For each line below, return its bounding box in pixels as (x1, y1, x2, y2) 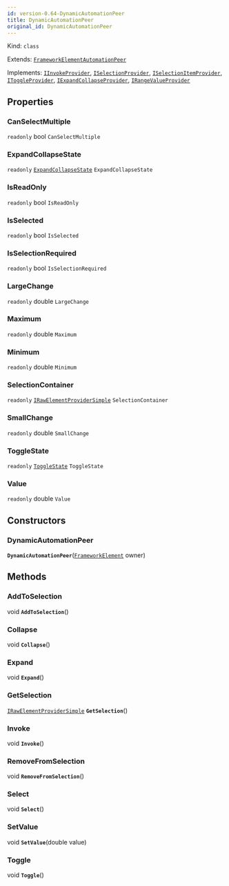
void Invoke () (7, 739, 45, 747)
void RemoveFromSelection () (7, 772, 85, 780)
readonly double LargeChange (7, 297, 90, 305)
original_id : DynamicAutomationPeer (7, 23, 112, 30)
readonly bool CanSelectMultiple (7, 133, 101, 141)
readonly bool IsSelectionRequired (7, 264, 107, 273)
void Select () (7, 805, 45, 813)
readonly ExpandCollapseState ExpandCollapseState (7, 166, 153, 173)
